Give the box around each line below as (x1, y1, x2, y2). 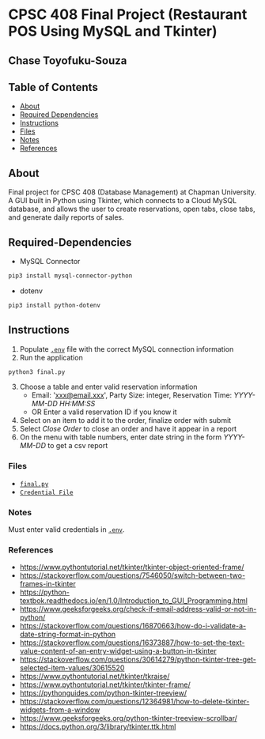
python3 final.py (8, 368, 66, 376)
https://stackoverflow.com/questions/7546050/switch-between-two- (19, 571, 246, 580)
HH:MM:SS (59, 399, 96, 409)
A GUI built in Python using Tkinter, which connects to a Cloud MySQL (8, 196, 237, 205)
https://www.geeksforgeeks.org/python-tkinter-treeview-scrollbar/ (19, 714, 237, 723)
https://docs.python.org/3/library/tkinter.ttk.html (19, 722, 176, 732)
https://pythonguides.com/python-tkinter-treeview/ (19, 688, 187, 698)
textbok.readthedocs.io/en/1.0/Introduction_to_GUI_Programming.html (19, 596, 248, 605)
